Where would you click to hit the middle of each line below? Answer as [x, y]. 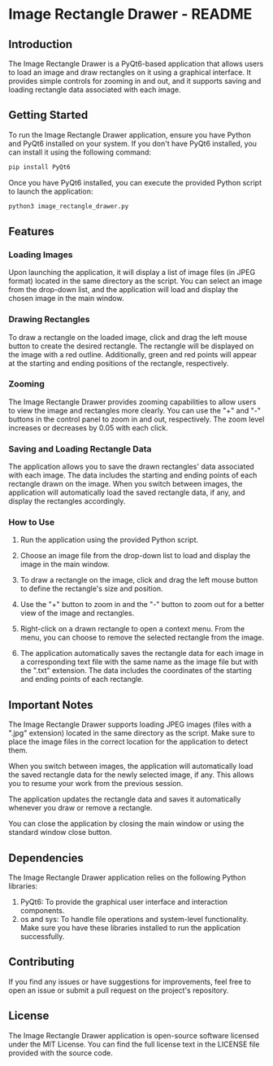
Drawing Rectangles [49, 320]
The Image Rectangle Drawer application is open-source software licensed [134, 1035]
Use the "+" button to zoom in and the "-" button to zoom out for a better [142, 605]
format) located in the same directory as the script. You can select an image [135, 281]
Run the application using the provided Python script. [109, 540]
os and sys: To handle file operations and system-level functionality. [134, 920]
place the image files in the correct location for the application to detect [128, 742]
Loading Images [41, 255]
